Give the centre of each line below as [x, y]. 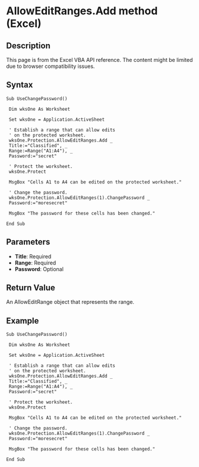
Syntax [20, 85]
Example [23, 321]
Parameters [28, 242]
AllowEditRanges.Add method [82, 11]
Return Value [31, 288]
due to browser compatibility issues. [50, 66]
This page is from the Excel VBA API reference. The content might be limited [99, 60]
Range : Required [35, 263]
